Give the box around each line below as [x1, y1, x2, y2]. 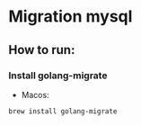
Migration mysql [8, 6, 133, 27]
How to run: [8, 42, 75, 58]
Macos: [21, 89, 50, 100]
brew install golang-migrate [8, 106, 118, 116]
